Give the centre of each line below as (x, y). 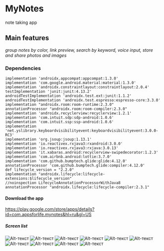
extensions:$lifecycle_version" (38, 179)
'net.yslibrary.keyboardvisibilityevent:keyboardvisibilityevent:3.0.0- (82, 131)
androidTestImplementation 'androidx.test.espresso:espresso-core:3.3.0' (83, 100)
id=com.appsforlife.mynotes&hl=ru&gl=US (48, 215)
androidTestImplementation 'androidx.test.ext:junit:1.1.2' (69, 96)
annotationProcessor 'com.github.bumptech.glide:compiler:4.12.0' (75, 166)
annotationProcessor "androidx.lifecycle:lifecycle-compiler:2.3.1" (77, 187)
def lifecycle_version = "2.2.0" (40, 170)
